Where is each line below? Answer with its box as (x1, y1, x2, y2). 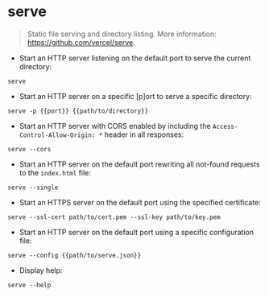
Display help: (19, 265, 63, 275)
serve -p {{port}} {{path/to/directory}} (7, 107, 149, 115)
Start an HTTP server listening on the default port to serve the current (19, 53, 251, 63)
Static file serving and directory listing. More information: (27, 29, 217, 39)
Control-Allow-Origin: (19, 131, 96, 139)
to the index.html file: (19, 167, 92, 177)
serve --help (7, 281, 52, 289)
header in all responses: (104, 130, 184, 139)
